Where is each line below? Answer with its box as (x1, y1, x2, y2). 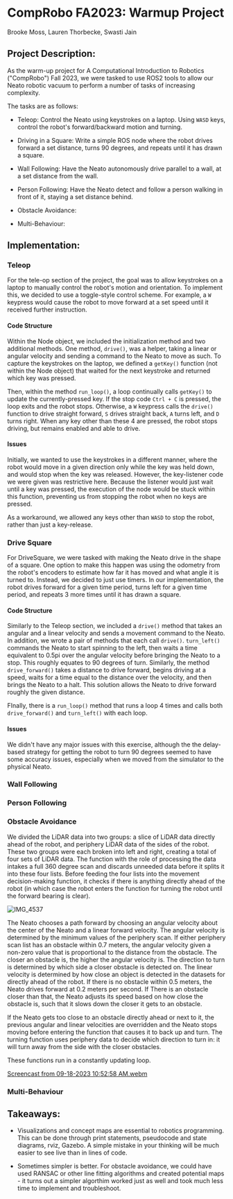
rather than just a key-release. (7, 520, 94, 529)
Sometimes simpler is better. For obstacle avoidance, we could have (17, 1162, 212, 1171)
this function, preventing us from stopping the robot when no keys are (7, 492, 207, 500)
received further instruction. (7, 305, 88, 314)
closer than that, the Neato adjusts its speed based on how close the (7, 992, 203, 1001)
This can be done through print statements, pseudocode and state (17, 1134, 207, 1142)
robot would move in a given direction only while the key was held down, (7, 463, 215, 471)
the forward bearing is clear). (7, 892, 91, 900)
